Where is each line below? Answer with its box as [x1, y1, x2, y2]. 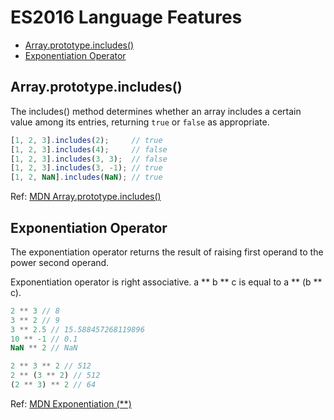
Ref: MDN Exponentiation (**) [10, 397, 132, 410]
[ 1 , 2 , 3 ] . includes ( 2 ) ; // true [10, 135, 163, 145]
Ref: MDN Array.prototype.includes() [10, 191, 162, 203]
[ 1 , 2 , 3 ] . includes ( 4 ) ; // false [10, 144, 168, 155]
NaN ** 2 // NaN [10, 343, 78, 353]
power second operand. [10, 256, 110, 268]
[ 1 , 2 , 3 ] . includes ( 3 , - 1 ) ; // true [10, 163, 163, 173]
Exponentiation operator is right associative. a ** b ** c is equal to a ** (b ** [10, 276, 323, 288]
